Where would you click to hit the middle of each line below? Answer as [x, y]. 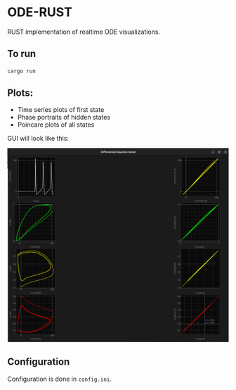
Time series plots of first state [61, 110]
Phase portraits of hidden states [64, 118]
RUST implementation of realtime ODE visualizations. [84, 32]
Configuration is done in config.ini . [60, 379]
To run [22, 54]
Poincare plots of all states [56, 125]
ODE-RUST [40, 12]
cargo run [22, 71]
